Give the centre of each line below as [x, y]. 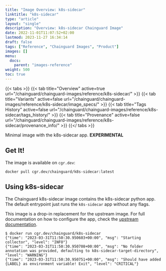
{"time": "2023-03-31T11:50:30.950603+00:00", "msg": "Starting [73, 238]
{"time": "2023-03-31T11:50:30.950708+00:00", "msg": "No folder [74, 246]
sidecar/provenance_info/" [32, 125]
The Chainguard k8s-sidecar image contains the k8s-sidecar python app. [80, 199]
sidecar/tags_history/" [28, 115]
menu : [11, 56]
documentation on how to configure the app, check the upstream [72, 219]
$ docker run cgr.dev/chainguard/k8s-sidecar [53, 233]
